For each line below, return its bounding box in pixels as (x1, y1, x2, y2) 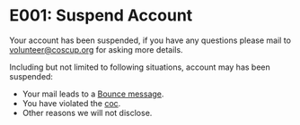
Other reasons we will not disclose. (22, 107, 153, 118)
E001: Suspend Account (9, 5, 193, 26)
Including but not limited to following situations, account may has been (9, 62, 271, 72)
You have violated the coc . (22, 97, 121, 108)
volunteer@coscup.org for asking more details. (9, 44, 183, 54)
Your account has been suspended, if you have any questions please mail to (9, 35, 292, 46)
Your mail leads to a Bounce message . (22, 88, 164, 99)
